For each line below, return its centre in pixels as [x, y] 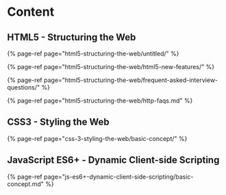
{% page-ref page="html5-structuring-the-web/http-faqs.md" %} [100, 101]
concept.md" [26, 184]
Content [31, 12]
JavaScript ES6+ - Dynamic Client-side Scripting [113, 160]
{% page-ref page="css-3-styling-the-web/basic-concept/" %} [97, 138]
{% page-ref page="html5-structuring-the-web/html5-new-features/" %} [111, 67]
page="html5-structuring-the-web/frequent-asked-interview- [131, 80]
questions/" [23, 87]
